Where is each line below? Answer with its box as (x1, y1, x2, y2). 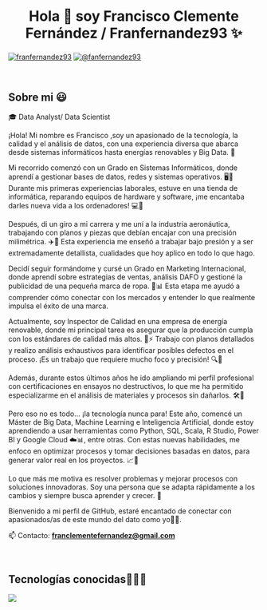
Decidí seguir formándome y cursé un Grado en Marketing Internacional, (8, 263, 247, 274)
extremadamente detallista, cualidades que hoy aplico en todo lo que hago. (8, 248, 255, 258)
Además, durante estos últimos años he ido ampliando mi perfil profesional (8, 373, 254, 382)
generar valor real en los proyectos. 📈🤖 (8, 455, 139, 465)
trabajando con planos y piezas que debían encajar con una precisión (8, 228, 237, 238)
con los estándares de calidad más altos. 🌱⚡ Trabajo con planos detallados (8, 335, 255, 344)
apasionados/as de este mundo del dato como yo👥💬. (8, 515, 182, 525)
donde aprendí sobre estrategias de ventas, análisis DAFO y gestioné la (8, 272, 243, 282)
